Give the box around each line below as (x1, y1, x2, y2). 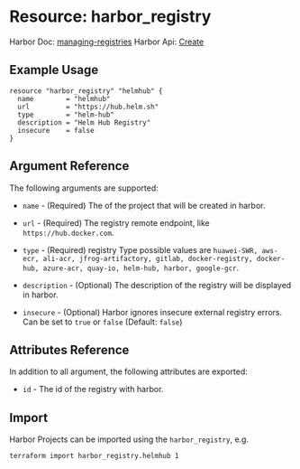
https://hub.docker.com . (22, 227, 114, 238)
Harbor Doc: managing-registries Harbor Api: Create (9, 36, 205, 47)
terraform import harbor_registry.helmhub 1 (9, 452, 179, 461)
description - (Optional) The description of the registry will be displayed (22, 279, 292, 290)
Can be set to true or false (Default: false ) (22, 316, 183, 327)
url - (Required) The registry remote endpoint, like (22, 217, 210, 228)
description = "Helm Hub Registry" (17, 117, 151, 127)
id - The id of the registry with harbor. (22, 384, 164, 395)
